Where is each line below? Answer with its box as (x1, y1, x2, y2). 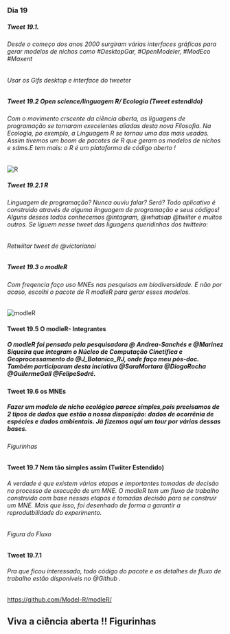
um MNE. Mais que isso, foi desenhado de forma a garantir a (7, 501, 181, 509)
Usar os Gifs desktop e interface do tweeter (7, 76, 132, 84)
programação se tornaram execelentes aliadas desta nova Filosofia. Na (7, 122, 211, 130)
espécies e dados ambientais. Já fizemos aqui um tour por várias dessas (7, 417, 221, 425)
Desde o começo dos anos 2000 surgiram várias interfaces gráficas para (7, 40, 217, 48)
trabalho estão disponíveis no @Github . (7, 574, 122, 582)
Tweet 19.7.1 (7, 551, 43, 560)
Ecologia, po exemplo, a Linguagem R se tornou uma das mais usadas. (7, 129, 209, 138)
